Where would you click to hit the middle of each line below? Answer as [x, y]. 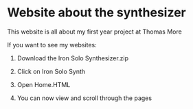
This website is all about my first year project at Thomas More [94, 32]
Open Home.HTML [44, 84]
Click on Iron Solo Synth [51, 71]
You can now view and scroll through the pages [84, 98]
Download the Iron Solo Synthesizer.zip [73, 58]
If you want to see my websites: [52, 45]
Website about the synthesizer [97, 13]
